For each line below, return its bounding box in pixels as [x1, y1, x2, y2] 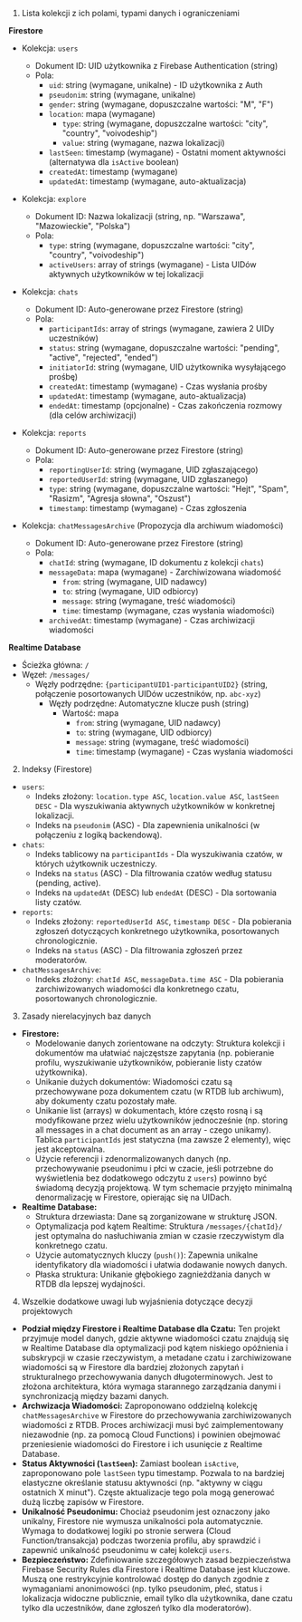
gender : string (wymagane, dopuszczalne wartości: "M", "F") [48, 99, 274, 110]
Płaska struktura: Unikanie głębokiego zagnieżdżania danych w [34, 1269, 271, 1279]
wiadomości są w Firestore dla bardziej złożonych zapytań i [21, 1362, 244, 1372]
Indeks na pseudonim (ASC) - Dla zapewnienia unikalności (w [34, 820, 260, 830]
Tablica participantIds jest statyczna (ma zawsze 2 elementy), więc [34, 1134, 291, 1144]
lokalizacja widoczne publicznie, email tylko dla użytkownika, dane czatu [21, 1593, 293, 1603]
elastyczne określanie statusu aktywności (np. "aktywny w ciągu [21, 1477, 263, 1488]
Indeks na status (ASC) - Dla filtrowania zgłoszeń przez [34, 945, 243, 955]
